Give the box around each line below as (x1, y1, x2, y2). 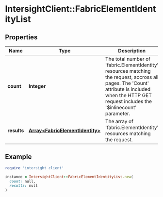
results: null (9, 183, 38, 188)
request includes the (105, 98, 152, 105)
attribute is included (105, 86, 151, 93)
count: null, (9, 179, 36, 184)
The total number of (105, 56, 151, 62)
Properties (5, 33, 38, 41)
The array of (105, 118, 133, 125)
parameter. (105, 110, 130, 117)
